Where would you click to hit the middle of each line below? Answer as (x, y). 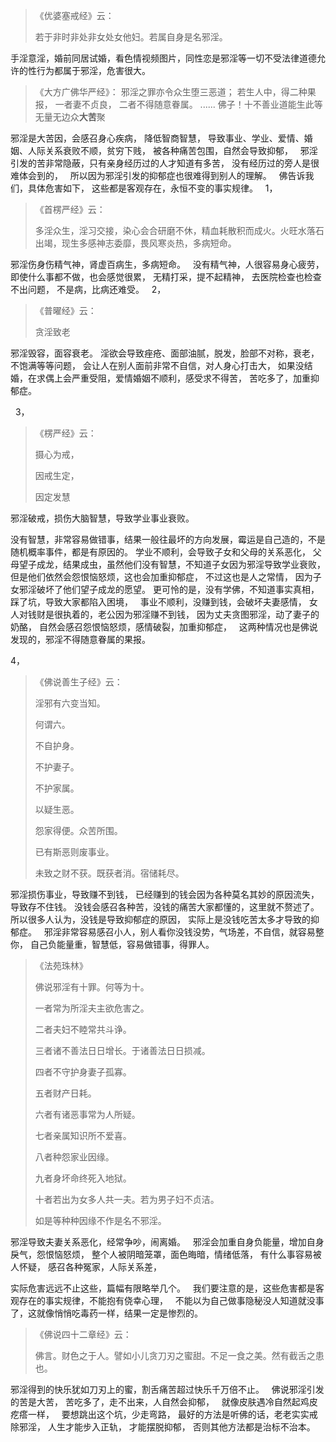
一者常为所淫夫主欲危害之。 (92, 1008)
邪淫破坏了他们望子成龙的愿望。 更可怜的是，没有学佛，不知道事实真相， (169, 589)
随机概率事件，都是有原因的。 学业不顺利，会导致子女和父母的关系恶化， (160, 552)
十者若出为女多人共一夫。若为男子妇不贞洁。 (127, 1199)
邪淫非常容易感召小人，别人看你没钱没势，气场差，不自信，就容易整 (184, 932)
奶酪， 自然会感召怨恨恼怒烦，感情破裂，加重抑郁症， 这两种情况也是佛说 (164, 627)
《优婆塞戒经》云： (74, 15)
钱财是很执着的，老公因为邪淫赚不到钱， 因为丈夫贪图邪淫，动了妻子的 (173, 614)
